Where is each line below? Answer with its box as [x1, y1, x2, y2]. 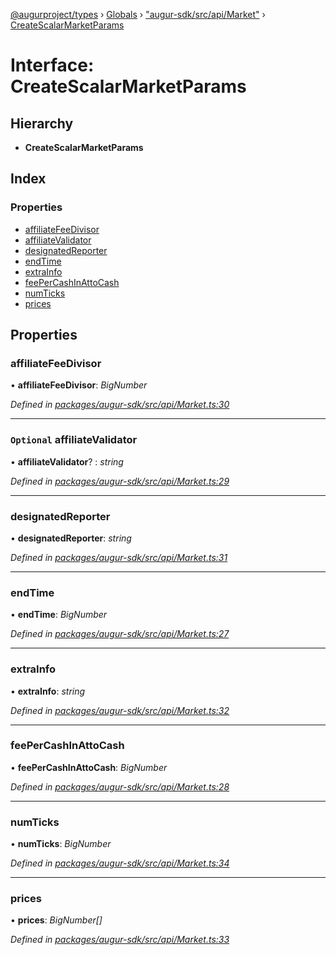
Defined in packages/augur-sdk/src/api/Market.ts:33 [10, 934, 230, 946]
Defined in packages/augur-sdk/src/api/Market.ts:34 [10, 857, 230, 869]
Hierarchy [10, 115, 74, 132]
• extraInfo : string [10, 685, 86, 697]
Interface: [10, 54, 95, 77]
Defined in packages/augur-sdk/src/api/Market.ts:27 [10, 628, 230, 640]
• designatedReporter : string [10, 532, 132, 544]
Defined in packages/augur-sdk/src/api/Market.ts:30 [10, 399, 230, 411]
